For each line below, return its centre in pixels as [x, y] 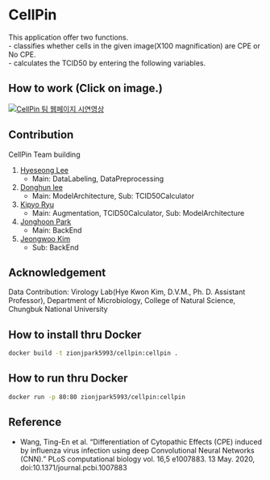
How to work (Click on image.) [85, 88]
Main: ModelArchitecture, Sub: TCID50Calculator [113, 196]
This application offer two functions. [69, 37]
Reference [35, 422]
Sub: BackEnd [55, 247]
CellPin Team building [44, 154]
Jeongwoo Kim [45, 238]
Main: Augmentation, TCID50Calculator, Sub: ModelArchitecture [138, 213]
